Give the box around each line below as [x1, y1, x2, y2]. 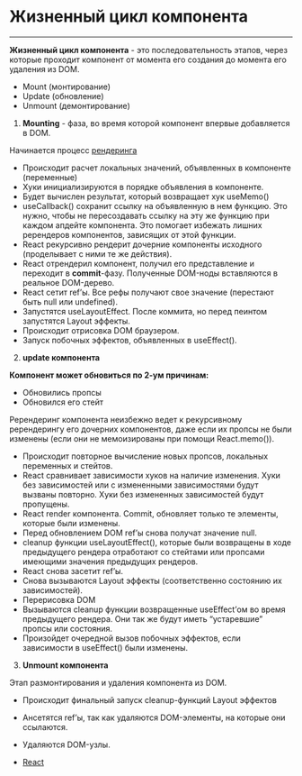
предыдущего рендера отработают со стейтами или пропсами [22, 546, 265, 557]
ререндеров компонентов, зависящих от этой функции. [22, 229, 236, 240]
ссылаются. [22, 721, 68, 732]
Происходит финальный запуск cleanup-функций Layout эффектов [22, 694, 277, 705]
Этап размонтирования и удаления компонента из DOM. [9, 677, 227, 688]
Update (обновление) [22, 90, 105, 101]
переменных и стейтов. [22, 460, 113, 470]
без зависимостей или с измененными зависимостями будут [22, 479, 259, 490]
